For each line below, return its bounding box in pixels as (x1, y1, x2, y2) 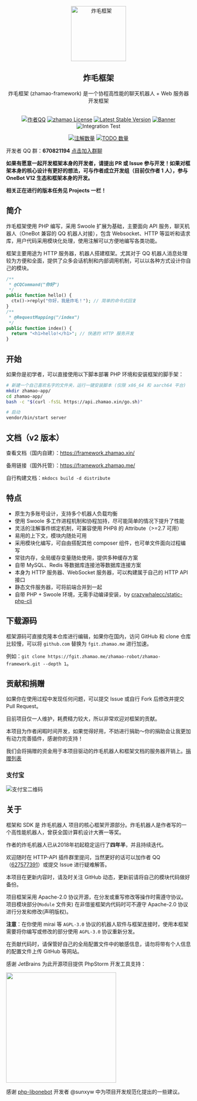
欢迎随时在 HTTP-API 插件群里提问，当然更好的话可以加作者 (6, 853, 151, 860)
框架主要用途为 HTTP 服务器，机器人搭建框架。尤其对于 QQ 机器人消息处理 (6, 249, 188, 256)
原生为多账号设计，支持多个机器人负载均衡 (14, 510, 118, 517)
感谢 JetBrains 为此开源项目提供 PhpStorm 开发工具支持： (6, 960, 147, 967)
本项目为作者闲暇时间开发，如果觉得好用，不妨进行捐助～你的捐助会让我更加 (6, 728, 191, 735)
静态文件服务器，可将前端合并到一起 (14, 583, 103, 590)
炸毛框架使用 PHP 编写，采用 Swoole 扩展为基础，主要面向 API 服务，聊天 (6, 222, 185, 229)
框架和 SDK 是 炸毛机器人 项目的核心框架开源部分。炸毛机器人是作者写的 (6, 821, 182, 828)
